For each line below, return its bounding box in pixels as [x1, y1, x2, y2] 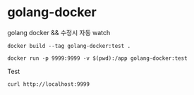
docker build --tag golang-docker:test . [7, 42, 131, 49]
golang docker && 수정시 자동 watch [7, 28, 111, 37]
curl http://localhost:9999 [7, 80, 90, 88]
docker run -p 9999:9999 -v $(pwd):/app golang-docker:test [7, 54, 188, 62]
